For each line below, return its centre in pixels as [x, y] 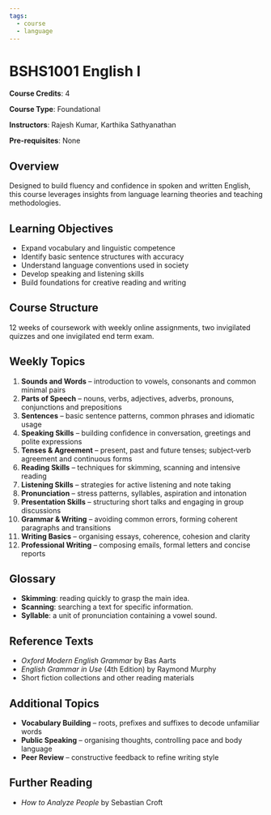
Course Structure [54, 308]
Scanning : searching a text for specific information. [107, 607]
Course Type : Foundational [55, 109]
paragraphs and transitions [66, 527]
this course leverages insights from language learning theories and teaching [136, 195]
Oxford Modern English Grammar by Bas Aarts [98, 661]
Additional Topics [54, 703]
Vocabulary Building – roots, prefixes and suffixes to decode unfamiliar [140, 723]
